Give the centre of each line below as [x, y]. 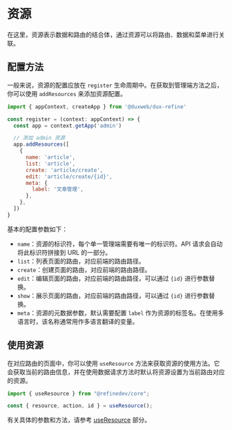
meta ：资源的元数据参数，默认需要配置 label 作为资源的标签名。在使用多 [120, 313]
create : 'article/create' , [64, 170]
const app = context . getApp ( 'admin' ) [68, 126]
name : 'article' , [50, 157]
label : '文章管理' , [58, 189]
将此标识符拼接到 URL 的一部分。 [64, 252]
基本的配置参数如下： [37, 229]
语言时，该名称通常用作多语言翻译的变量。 [78, 321]
